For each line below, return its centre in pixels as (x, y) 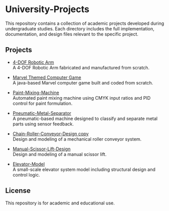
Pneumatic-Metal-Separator (42, 113)
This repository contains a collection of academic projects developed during (85, 23)
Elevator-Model (29, 164)
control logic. (26, 175)
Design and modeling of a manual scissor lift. (59, 154)
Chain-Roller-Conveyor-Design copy (51, 134)
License (18, 191)
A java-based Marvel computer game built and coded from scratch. (83, 82)
